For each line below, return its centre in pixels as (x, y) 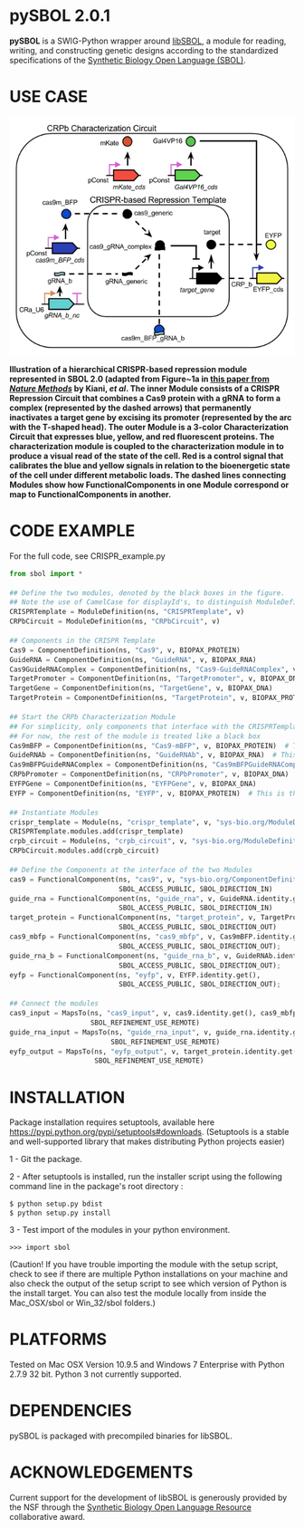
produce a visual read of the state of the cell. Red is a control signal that (147, 456)
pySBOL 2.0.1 (60, 16)
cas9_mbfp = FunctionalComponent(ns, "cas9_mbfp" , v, (113, 937)
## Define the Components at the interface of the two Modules (131, 870)
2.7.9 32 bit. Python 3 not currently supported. (95, 1374)
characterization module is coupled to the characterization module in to (147, 446)
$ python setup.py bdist (56, 1204)
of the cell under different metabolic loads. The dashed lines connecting (148, 475)
